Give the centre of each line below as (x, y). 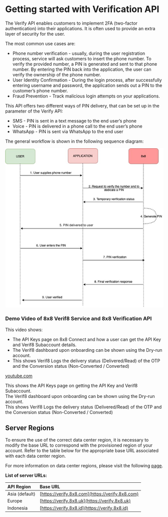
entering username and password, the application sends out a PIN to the (87, 85)
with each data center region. (36, 456)
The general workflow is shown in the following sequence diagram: (74, 141)
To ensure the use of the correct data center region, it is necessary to (77, 440)
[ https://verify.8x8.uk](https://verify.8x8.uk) (86, 501)
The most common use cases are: (40, 43)
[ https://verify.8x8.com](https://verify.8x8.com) (89, 494)
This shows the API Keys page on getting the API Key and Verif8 (71, 385)
